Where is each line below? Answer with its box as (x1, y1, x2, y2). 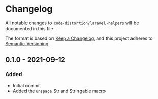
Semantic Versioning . (5, 40, 50, 46)
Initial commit (12, 82, 41, 88)
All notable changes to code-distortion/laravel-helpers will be (5, 20, 139, 26)
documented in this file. (5, 25, 55, 31)
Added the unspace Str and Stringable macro (12, 88, 106, 94)
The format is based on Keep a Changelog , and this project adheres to (5, 35, 153, 41)
